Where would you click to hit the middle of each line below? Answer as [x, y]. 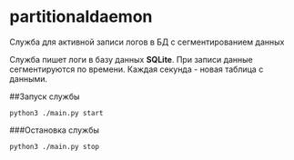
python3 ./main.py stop [55, 146]
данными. [29, 78]
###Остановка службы [55, 130]
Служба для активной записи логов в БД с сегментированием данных [147, 42]
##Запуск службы [45, 96]
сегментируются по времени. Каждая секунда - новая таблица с [137, 69]
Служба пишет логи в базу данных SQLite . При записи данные [131, 59]
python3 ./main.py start [56, 113]
